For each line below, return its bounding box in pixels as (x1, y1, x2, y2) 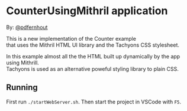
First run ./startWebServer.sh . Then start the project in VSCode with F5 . (6, 98, 182, 105)
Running (6, 83, 38, 93)
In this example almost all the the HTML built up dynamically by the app (6, 53, 180, 60)
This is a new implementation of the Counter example (6, 35, 136, 42)
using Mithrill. (6, 59, 40, 66)
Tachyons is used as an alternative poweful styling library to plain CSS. (6, 65, 179, 72)
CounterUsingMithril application (6, 4, 168, 18)
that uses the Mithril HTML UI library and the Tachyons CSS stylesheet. (6, 41, 179, 48)
